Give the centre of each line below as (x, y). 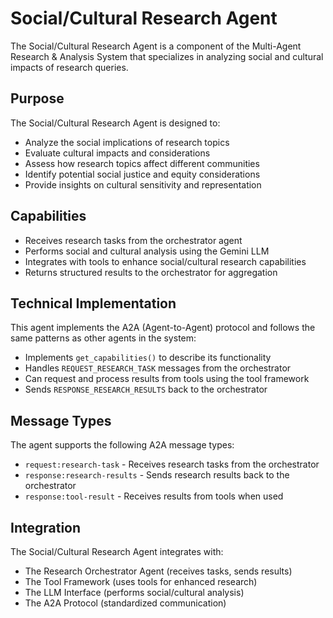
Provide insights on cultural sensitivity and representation (143, 184)
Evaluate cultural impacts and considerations (117, 153)
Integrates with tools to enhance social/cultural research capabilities (165, 261)
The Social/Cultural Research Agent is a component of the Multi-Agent (156, 46)
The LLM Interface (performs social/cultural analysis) (134, 592)
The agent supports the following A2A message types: (122, 445)
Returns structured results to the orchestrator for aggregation (151, 272)
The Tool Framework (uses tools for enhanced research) (141, 581)
